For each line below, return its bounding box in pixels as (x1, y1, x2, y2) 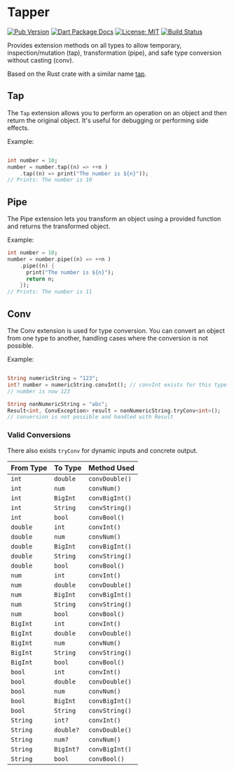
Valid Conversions (7, 430, 71, 440)
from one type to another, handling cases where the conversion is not (7, 334, 208, 342)
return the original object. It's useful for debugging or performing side (7, 116, 209, 124)
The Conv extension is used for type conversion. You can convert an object (7, 327, 226, 334)
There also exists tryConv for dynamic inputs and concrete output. (7, 446, 198, 454)
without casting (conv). (7, 55, 74, 64)
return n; (25, 275, 55, 282)
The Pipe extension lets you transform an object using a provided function (7, 215, 221, 223)
